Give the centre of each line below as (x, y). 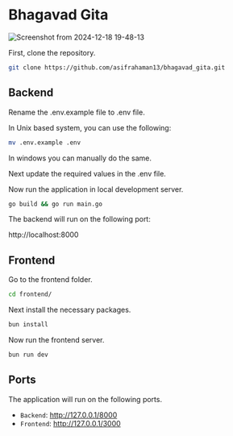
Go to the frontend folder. (50, 280)
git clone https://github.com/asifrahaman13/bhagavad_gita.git (117, 67)
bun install (28, 325)
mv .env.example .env (45, 143)
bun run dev (28, 355)
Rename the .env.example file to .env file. (77, 112)
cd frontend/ (30, 295)
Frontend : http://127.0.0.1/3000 (70, 423)
